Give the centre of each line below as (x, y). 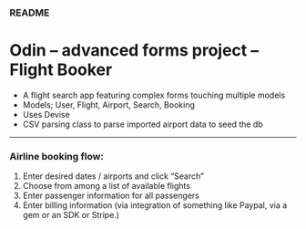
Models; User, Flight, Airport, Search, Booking (109, 104)
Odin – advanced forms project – (134, 51)
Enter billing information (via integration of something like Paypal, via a (155, 205)
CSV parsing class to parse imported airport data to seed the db (143, 124)
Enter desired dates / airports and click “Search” (113, 176)
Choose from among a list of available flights (107, 186)
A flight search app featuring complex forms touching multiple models (154, 95)
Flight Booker (61, 70)
